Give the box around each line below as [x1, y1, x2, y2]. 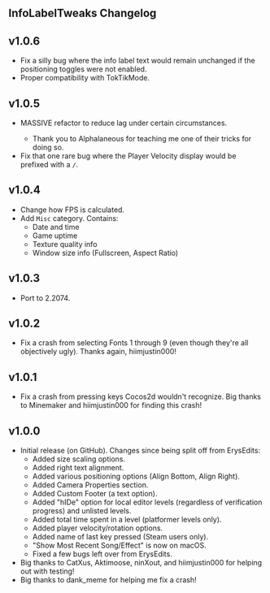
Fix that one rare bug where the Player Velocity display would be [20, 151, 237, 161]
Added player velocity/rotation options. [32, 523, 163, 533]
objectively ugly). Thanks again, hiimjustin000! [20, 347, 177, 357]
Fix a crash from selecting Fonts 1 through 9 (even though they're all [20, 338, 249, 348]
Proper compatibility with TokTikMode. [20, 73, 150, 83]
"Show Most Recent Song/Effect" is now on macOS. [32, 540, 207, 551]
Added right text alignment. [32, 463, 124, 473]
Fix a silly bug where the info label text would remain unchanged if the [20, 56, 255, 66]
